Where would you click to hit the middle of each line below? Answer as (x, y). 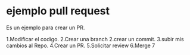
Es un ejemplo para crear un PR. (46, 27)
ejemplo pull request (58, 11)
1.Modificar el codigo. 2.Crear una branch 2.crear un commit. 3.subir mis (95, 39)
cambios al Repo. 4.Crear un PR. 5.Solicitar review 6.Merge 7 (81, 45)
